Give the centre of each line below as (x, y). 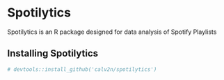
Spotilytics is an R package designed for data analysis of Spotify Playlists (112, 32)
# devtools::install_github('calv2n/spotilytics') (82, 69)
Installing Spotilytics (53, 53)
